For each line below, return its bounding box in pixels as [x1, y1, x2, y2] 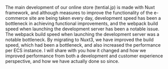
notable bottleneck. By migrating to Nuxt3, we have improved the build [5, 37, 154, 43]
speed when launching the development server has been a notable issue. [5, 26, 160, 32]
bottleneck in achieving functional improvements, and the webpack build [5, 20, 158, 26]
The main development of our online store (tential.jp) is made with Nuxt [5, 5, 155, 10]
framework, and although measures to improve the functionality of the [5, 10, 153, 16]
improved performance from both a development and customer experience [5, 53, 163, 59]
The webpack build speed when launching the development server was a [5, 31, 160, 37]
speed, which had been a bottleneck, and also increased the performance [5, 42, 161, 48]
